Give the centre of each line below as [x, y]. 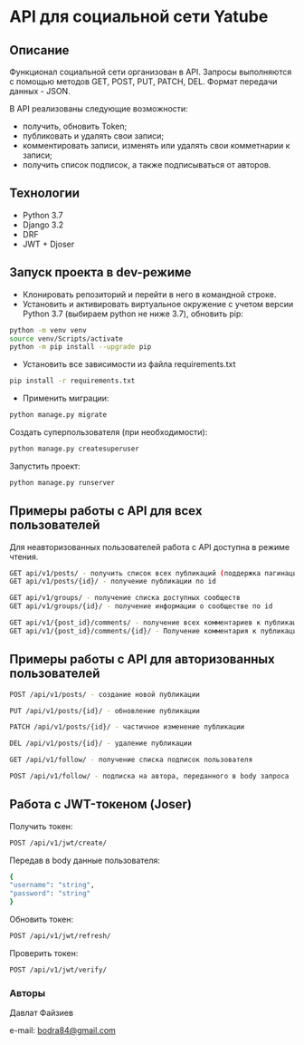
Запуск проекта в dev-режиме [100, 272]
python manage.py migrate [58, 415]
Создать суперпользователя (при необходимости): [109, 432]
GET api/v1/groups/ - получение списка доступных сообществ [125, 598]
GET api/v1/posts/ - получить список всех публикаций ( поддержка [135, 573]
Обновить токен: [42, 919]
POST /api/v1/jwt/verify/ [58, 970]
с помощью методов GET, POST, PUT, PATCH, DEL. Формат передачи [143, 82]
